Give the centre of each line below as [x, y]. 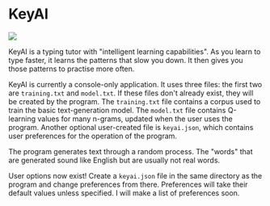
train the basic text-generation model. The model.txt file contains [117, 110]
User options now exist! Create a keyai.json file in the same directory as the [135, 175]
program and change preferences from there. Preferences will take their [128, 184]
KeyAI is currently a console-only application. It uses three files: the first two [135, 84]
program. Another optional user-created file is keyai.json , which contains [131, 127]
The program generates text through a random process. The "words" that [131, 151]
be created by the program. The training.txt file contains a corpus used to [135, 101]
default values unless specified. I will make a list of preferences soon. [124, 193]
